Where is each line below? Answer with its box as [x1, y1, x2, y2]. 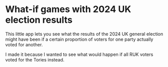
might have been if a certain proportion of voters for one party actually [5, 36, 154, 42]
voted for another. [5, 41, 43, 47]
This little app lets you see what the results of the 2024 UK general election [5, 31, 163, 37]
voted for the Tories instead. [5, 56, 65, 62]
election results [5, 14, 73, 26]
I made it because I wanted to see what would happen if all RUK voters [5, 51, 154, 57]
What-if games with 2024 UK [5, 4, 131, 15]
